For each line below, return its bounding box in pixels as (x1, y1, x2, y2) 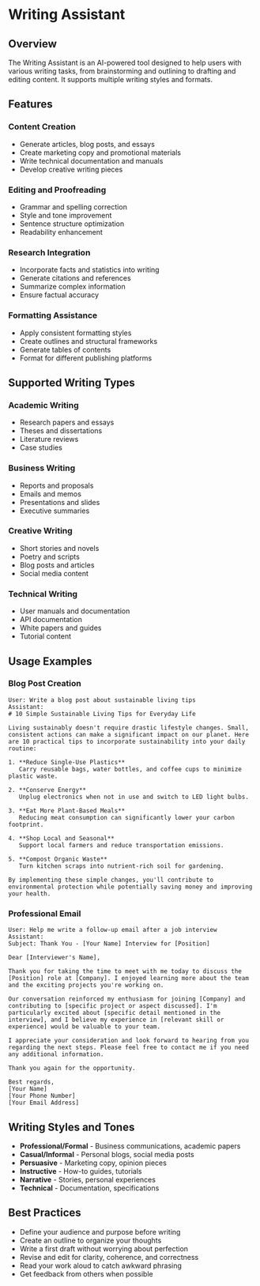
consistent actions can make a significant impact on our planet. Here (8, 730, 249, 738)
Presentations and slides (19, 497, 100, 507)
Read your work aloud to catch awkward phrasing (19, 1261, 182, 1270)
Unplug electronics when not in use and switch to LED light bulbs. (18, 793, 249, 801)
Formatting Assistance (8, 310, 98, 321)
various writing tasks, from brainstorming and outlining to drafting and (8, 66, 236, 76)
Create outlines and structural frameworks (19, 336, 158, 345)
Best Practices (8, 1206, 81, 1220)
